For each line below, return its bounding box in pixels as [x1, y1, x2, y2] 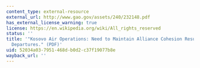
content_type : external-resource [6, 8, 89, 15]
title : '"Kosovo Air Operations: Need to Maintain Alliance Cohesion [6, 36, 183, 42]
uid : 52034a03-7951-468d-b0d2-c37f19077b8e [6, 47, 116, 53]
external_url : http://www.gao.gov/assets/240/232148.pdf [6, 14, 151, 20]
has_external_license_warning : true [6, 20, 97, 25]
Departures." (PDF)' [11, 42, 62, 48]
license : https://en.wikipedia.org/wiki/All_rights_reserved [6, 25, 161, 31]
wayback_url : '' [6, 53, 46, 59]
